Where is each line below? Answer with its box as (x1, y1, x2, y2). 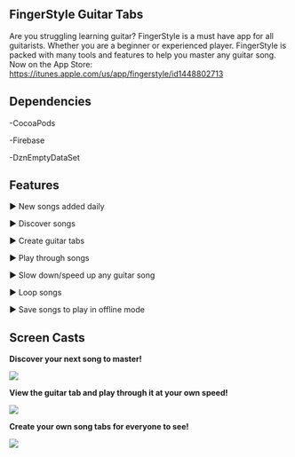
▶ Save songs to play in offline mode (9, 304, 145, 315)
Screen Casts (9, 330, 85, 345)
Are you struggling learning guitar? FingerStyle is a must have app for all (9, 30, 274, 41)
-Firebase (9, 135, 45, 146)
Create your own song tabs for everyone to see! (9, 422, 189, 432)
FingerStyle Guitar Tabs (9, 7, 144, 22)
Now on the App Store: (9, 59, 93, 69)
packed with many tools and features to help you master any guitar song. (9, 49, 277, 60)
